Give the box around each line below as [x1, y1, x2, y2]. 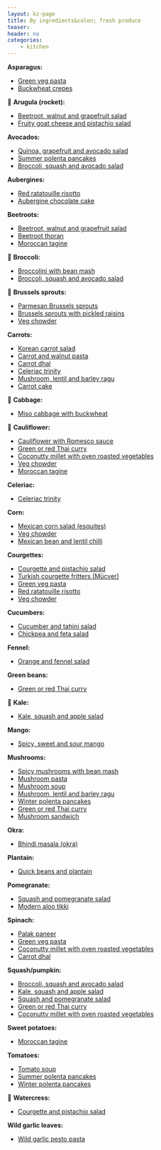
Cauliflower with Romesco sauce [17, 437, 113, 445]
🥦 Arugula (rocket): [7, 98, 65, 106]
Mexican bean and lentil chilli [17, 537, 103, 545]
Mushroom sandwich [17, 813, 79, 820]
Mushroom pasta [17, 774, 67, 783]
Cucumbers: [7, 608, 45, 617]
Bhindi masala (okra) [17, 839, 78, 848]
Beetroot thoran [17, 232, 64, 240]
